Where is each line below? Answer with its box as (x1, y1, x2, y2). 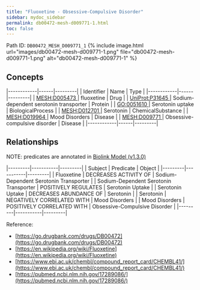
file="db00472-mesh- (120, 49, 175, 56)
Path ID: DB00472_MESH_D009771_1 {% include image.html (6, 42, 144, 49)
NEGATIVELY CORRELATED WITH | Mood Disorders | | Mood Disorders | (6, 196, 185, 204)
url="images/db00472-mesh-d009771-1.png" (6, 49, 119, 56)
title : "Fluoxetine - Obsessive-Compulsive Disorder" (6, 8, 144, 15)
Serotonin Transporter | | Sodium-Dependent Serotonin (35, 177, 172, 185)
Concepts (6, 72, 44, 82)
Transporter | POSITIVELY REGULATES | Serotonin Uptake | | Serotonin (6, 183, 182, 191)
